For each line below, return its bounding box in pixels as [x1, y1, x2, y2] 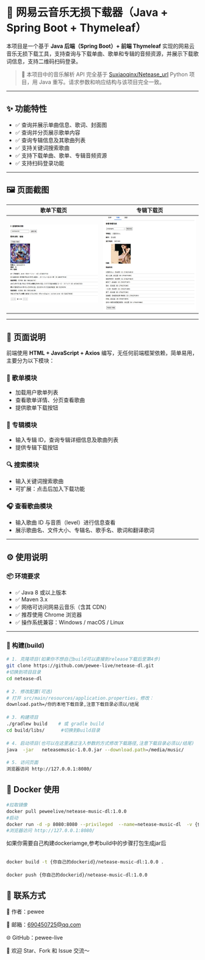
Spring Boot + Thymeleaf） [6, 21, 146, 35]
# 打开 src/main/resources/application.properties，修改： [6, 695, 154, 701]
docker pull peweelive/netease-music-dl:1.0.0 [6, 808, 127, 814]
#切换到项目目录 [6, 669, 41, 675]
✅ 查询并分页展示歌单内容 [15, 129, 81, 136]
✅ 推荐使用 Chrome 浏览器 [15, 611, 82, 618]
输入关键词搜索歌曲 [15, 478, 64, 485]
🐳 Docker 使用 [6, 784, 60, 795]
